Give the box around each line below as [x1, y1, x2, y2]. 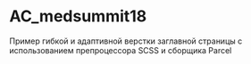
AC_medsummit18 [9, 6, 147, 27]
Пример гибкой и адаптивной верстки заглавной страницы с [9, 36, 243, 46]
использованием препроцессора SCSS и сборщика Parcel [9, 44, 232, 55]
